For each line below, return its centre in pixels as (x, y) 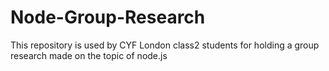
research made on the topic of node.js (89, 55)
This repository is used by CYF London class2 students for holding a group (165, 45)
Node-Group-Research (108, 17)
